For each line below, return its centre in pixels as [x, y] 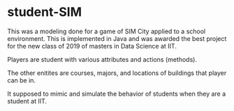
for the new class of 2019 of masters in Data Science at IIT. [92, 46]
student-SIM [45, 12]
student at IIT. [27, 101]
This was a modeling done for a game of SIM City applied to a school [107, 31]
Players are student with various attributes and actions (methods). [102, 59]
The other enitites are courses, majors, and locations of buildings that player [117, 73]
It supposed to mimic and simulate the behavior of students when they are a [117, 94]
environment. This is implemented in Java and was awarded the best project [117, 38]
